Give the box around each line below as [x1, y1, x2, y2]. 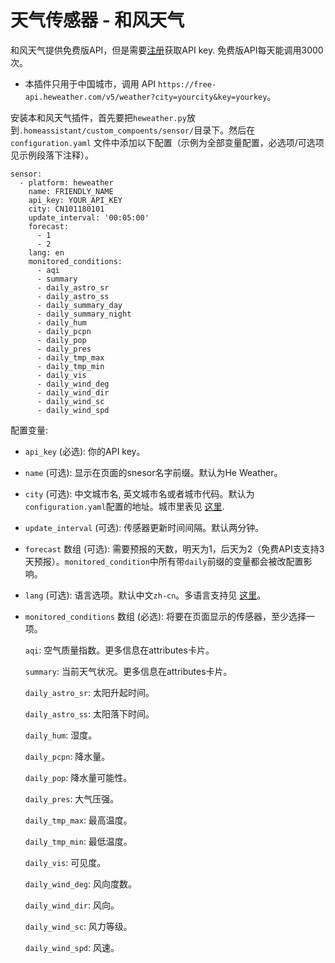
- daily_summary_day [36, 300, 123, 310]
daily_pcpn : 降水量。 [24, 750, 111, 762]
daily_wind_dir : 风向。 [24, 899, 120, 911]
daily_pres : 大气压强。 [24, 792, 120, 805]
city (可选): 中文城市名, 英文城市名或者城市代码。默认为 [24, 487, 255, 500]
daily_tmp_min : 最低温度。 [24, 835, 133, 847]
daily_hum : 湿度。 [24, 729, 98, 741]
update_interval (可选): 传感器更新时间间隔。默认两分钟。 [24, 521, 265, 533]
